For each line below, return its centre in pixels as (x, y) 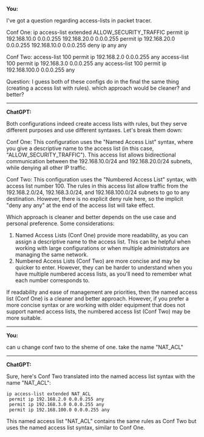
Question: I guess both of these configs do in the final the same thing (93, 82)
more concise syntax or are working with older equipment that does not (96, 305)
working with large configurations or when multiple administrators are (102, 248)
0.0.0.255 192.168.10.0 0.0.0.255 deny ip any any (67, 45)
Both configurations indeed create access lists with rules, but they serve (97, 124)
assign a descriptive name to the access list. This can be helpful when (103, 242)
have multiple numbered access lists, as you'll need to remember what (103, 274)
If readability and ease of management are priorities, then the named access (102, 292)
